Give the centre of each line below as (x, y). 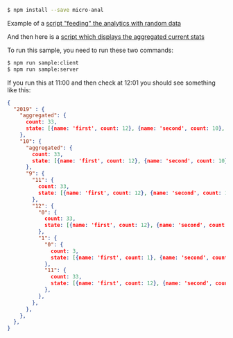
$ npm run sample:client (43, 62)
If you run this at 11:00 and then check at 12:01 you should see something (112, 83)
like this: (19, 90)
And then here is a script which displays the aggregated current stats (106, 36)
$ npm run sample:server (43, 69)
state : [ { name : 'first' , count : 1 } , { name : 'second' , (130, 257)
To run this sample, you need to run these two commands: (90, 50)
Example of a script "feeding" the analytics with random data (94, 23)
